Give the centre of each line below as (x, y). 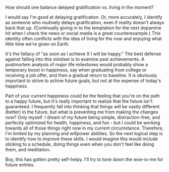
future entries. (20, 165)
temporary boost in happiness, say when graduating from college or (76, 70)
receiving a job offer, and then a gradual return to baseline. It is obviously (81, 75)
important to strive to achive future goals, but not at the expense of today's (83, 81)
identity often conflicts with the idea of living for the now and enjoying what (84, 38)
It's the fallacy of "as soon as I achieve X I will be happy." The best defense (83, 54)
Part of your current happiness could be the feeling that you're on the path (83, 96)
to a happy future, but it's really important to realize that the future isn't (79, 101)
